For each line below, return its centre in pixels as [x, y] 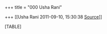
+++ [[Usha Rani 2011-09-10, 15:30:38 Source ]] [53, 17]
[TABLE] [13, 26]
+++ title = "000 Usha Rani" [33, 7]
